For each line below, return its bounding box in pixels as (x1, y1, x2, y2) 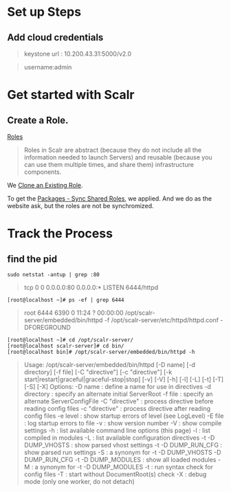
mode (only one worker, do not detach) (23, 478, 135, 485)
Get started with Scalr (7, 87, 135, 103)
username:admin (23, 63, 72, 71)
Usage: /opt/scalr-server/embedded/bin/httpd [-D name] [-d (23, 361, 196, 368)
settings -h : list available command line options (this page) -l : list (23, 427, 211, 434)
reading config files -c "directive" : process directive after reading (23, 405, 211, 412)
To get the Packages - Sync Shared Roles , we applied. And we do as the (7, 194, 212, 203)
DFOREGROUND (23, 324, 71, 331)
